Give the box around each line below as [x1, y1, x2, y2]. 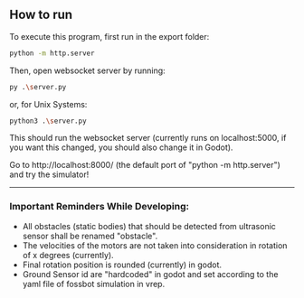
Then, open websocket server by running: [9, 65, 166, 76]
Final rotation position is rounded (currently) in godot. [22, 259, 222, 270]
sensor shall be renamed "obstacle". [22, 230, 158, 241]
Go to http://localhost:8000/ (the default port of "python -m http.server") [9, 160, 280, 171]
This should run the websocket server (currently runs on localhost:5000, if [9, 133, 287, 144]
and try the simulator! [9, 169, 90, 180]
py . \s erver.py [9, 82, 67, 91]
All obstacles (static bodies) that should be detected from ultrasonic [22, 220, 276, 231]
